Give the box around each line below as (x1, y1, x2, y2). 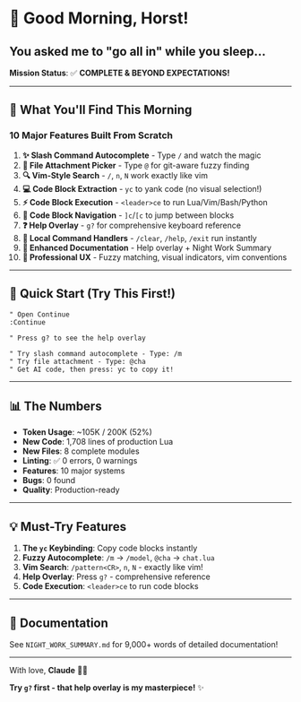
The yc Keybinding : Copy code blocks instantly (21, 542, 198, 554)
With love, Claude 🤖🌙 (9, 664, 88, 675)
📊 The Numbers (9, 398, 102, 413)
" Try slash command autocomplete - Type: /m (9, 349, 182, 358)
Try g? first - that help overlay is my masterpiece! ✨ (9, 681, 204, 693)
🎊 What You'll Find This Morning (9, 102, 193, 117)
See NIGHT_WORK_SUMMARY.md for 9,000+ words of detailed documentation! (9, 638, 279, 649)
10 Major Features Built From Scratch (9, 129, 173, 142)
